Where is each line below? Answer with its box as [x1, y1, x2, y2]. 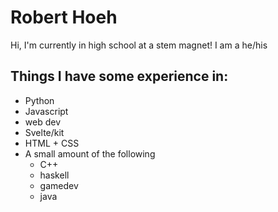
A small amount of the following [24, 147, 156, 160]
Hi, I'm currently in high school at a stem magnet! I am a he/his [10, 39, 268, 51]
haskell [39, 169, 70, 181]
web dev [24, 116, 62, 128]
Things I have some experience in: [10, 68, 229, 85]
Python [24, 94, 55, 106]
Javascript [24, 105, 69, 117]
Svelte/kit [24, 126, 65, 138]
